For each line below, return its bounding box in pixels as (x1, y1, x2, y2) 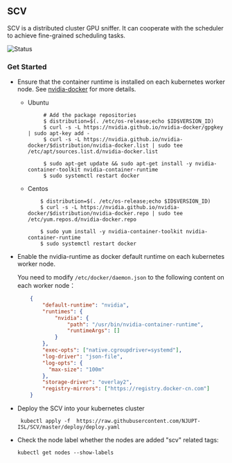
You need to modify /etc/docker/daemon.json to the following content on (17, 273, 225, 282)
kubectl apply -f (20, 418, 71, 425)
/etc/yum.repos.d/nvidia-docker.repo (27, 216, 137, 224)
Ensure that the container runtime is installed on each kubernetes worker (17, 78, 225, 86)
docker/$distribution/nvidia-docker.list (27, 142, 149, 149)
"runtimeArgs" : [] (66, 327, 121, 334)
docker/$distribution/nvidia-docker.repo (27, 210, 149, 217)
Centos (27, 185, 48, 193)
